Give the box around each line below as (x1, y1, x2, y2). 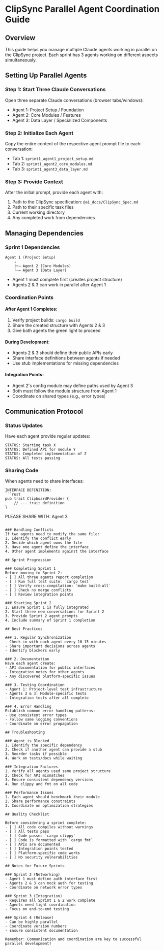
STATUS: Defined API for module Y (5, 447, 76, 452)
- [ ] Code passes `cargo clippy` (5, 833, 76, 838)
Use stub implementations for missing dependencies (12, 361, 119, 366)
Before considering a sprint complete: (5, 820, 87, 825)
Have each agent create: (5, 661, 56, 666)
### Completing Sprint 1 (5, 566, 56, 571)
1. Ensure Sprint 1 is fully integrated (5, 605, 89, 610)
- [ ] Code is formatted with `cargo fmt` (5, 838, 93, 843)
